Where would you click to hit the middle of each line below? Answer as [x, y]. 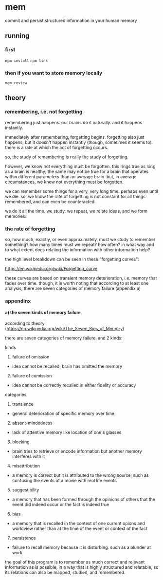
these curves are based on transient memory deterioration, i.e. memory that [81, 278]
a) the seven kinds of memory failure [43, 313]
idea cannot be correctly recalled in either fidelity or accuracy [74, 385]
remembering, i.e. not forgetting [44, 112]
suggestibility [26, 490]
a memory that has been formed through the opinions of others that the [84, 499]
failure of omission [31, 357]
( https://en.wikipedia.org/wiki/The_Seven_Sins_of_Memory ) [65, 329]
